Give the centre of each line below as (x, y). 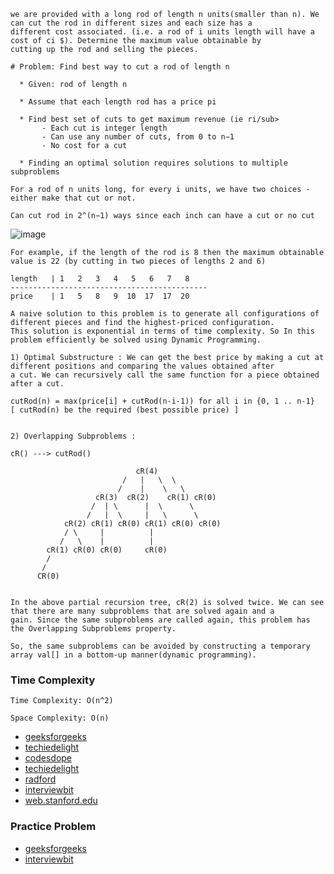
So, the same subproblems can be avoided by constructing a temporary (160, 646)
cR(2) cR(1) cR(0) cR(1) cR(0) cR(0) (142, 524)
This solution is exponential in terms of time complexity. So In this (162, 331)
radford (40, 779)
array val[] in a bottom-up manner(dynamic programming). (133, 655)
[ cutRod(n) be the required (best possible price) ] (125, 410)
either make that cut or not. (73, 198)
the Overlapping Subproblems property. (93, 629)
